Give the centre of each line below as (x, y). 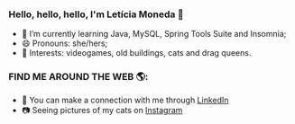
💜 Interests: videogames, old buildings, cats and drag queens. (136, 53)
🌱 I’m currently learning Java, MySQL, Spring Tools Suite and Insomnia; (154, 34)
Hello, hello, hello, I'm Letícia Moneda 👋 (96, 14)
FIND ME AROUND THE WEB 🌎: (78, 77)
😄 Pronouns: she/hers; (65, 43)
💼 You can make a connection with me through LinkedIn (125, 100)
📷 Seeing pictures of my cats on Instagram (102, 110)
